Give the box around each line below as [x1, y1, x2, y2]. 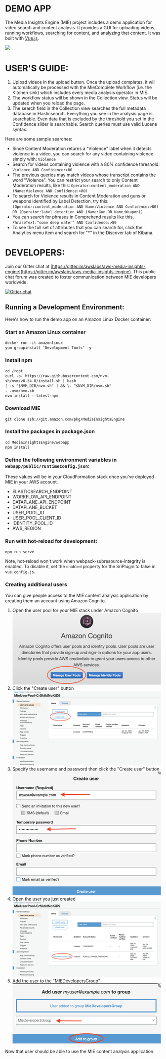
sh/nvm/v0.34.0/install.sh [5, 379, 61, 384]
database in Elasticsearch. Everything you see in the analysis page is [12, 110, 153, 116]
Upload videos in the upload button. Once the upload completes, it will [12, 79, 156, 85]
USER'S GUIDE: [5, 63, 69, 74]
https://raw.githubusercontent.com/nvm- [25, 374, 110, 379]
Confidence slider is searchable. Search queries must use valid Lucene [12, 121, 157, 127]
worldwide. [5, 279, 28, 285]
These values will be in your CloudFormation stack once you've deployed [5, 474, 154, 480]
